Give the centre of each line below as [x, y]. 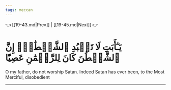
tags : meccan [19, 10]
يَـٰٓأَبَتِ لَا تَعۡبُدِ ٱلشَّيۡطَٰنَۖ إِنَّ [64, 47]
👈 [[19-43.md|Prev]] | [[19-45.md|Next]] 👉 [52, 25]
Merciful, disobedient [27, 77]
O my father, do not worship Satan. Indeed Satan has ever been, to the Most [85, 72]
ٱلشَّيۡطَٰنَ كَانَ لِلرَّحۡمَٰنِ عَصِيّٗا [63, 57]
